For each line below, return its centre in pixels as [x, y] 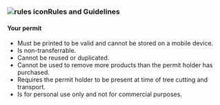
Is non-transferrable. [47, 51]
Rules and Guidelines [84, 12]
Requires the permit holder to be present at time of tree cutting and [112, 80]
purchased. [33, 73]
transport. [31, 87]
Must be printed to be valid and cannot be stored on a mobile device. [115, 43]
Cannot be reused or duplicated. [63, 58]
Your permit [24, 28]
